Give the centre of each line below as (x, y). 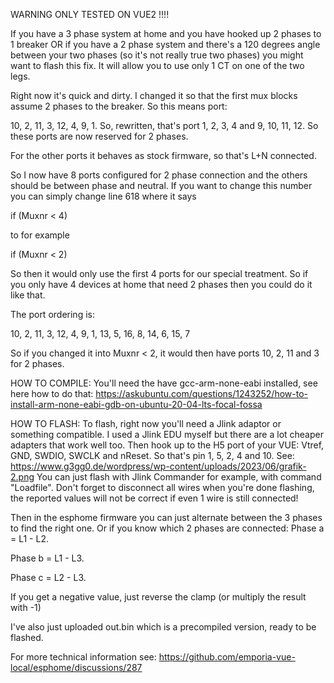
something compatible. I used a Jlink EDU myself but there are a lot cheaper (167, 434)
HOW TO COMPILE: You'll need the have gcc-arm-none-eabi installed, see (164, 383)
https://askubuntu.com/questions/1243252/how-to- (201, 393)
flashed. (27, 637)
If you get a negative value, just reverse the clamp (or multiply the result (158, 597)
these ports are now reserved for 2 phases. (99, 136)
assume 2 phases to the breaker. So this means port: (119, 106)
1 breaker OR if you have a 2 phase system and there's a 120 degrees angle (165, 44)
